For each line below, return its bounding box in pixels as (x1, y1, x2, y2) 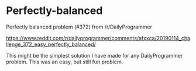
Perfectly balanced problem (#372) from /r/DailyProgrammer (6, 23, 153, 30)
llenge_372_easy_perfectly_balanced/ (6, 41, 97, 48)
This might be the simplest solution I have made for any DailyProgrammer (6, 52, 183, 59)
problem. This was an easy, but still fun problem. (6, 58, 123, 65)
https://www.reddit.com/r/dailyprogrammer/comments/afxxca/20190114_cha (6, 34, 191, 41)
